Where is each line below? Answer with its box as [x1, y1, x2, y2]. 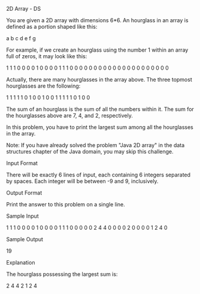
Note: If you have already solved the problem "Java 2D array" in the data [6, 142, 185, 149]
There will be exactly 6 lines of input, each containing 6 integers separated [6, 171, 190, 178]
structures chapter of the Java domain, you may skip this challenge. [6, 148, 174, 155]
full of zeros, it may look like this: [6, 53, 87, 59]
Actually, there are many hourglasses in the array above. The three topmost [6, 76, 193, 83]
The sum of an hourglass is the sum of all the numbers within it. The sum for [6, 106, 195, 113]
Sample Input [6, 212, 39, 220]
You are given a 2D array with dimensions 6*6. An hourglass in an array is [6, 17, 189, 23]
